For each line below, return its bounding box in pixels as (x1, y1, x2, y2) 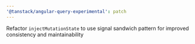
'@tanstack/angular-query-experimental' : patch (6, 8, 127, 15)
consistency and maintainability (6, 31, 84, 38)
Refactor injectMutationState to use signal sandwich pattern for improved (6, 25, 189, 32)
